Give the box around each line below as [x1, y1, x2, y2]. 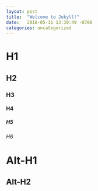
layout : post [6, 8, 38, 15]
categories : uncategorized [6, 25, 72, 31]
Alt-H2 [6, 176, 31, 187]
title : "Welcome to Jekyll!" [6, 14, 80, 20]
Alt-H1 [6, 154, 37, 167]
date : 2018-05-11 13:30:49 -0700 [6, 19, 93, 25]
